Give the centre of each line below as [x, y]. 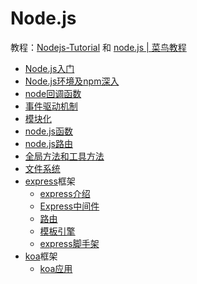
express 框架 [50, 181]
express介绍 [65, 193]
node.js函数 [49, 131]
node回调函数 [53, 93]
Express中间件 [69, 206]
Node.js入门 [49, 68]
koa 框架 [41, 256]
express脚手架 [69, 243]
